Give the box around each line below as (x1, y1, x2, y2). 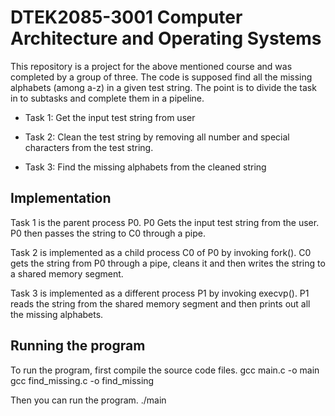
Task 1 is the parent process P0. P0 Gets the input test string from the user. (10, 216, 320, 228)
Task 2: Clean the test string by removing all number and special (24, 131, 290, 143)
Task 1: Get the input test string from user (24, 111, 196, 123)
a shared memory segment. (10, 267, 124, 280)
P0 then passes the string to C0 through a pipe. (10, 227, 206, 239)
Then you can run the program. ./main (10, 394, 167, 406)
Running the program (10, 337, 146, 355)
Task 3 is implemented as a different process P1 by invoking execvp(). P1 (10, 287, 310, 299)
